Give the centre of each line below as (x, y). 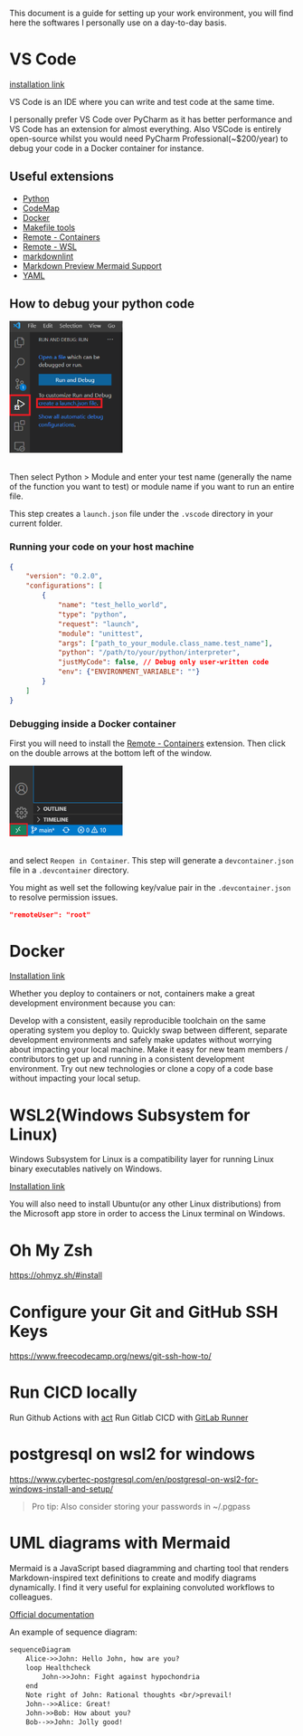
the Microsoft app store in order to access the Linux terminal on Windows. (147, 1214)
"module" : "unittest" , (100, 634)
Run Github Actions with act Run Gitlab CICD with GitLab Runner (129, 1418)
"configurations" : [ (64, 586)
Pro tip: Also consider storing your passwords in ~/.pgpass (141, 1507)
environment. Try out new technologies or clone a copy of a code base (142, 1069)
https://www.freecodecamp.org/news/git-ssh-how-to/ (110, 1356)
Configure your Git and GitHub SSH (144, 1312)
